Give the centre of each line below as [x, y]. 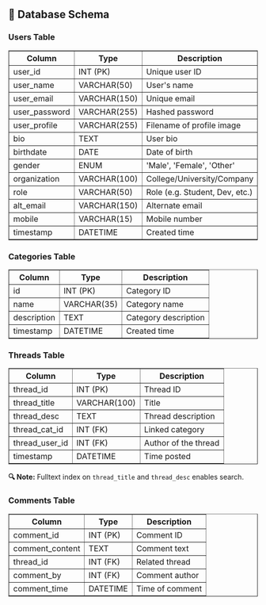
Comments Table [42, 500]
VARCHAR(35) [91, 304]
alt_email [29, 205]
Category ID [149, 290]
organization [36, 178]
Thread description [179, 416]
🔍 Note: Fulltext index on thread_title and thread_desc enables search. [126, 477]
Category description [165, 317]
